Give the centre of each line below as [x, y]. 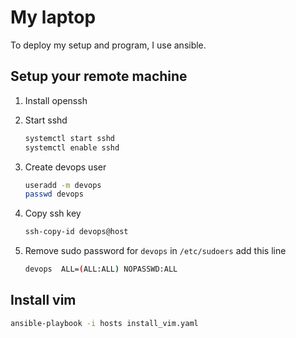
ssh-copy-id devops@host [76, 232]
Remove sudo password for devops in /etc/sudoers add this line [155, 251]
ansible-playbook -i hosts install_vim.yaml [104, 323]
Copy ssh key [53, 213]
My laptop [53, 17]
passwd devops [54, 194]
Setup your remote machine [99, 76]
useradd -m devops [63, 185]
